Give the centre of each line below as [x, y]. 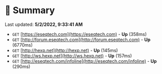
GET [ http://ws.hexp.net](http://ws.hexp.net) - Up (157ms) [72, 56]
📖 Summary [30, 10]
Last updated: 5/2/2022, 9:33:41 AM [44, 24]
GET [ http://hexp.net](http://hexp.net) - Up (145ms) [65, 50]
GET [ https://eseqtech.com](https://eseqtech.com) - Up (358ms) [79, 34]
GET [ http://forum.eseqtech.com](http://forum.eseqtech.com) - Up [81, 40]
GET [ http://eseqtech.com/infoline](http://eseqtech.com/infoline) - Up [84, 61]
